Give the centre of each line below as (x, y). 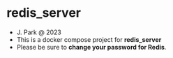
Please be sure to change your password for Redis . (91, 47)
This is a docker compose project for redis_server (89, 39)
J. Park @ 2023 (39, 32)
